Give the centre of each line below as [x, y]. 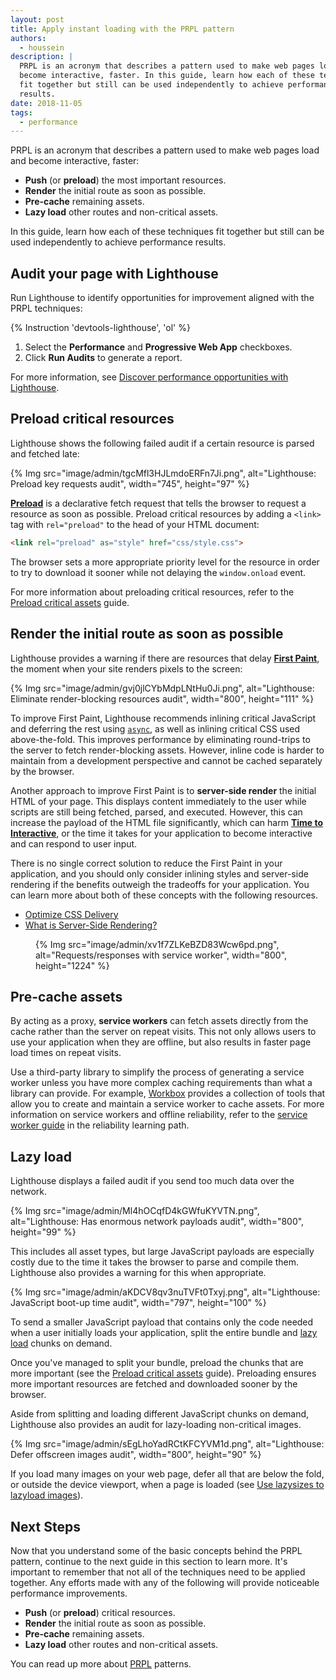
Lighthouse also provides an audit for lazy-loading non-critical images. [156, 1425]
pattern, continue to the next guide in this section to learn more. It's [149, 1561]
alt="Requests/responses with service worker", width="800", [161, 955]
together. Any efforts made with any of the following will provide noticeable [165, 1582]
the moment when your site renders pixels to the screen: [126, 668]
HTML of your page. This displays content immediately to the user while [158, 801]
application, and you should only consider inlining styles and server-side [159, 873]
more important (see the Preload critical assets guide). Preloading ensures [163, 1373]
